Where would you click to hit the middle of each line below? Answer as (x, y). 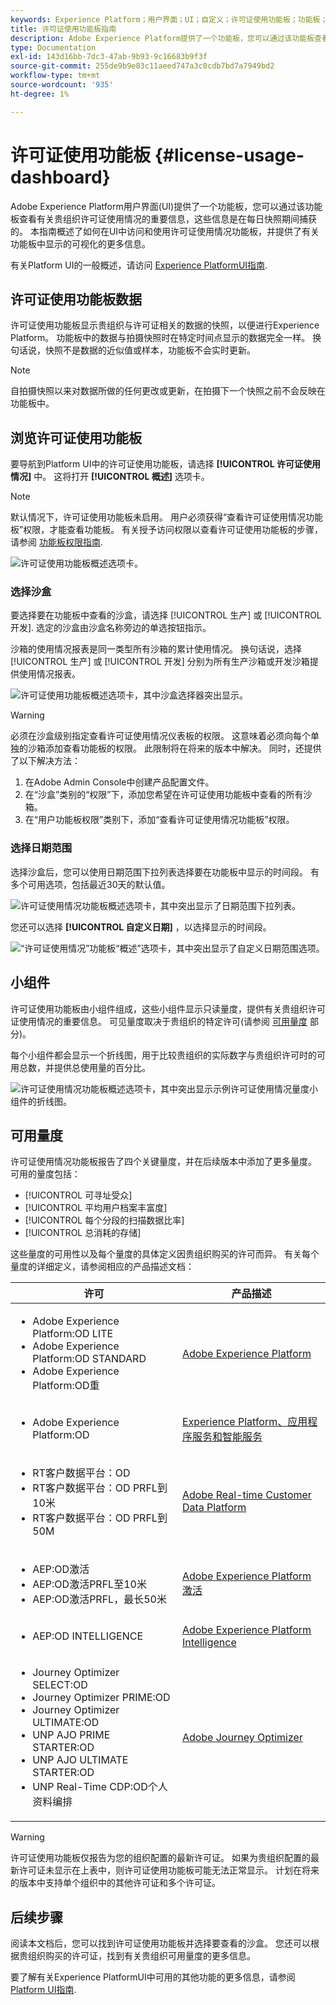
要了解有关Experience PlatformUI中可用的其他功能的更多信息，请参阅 (153, 1977)
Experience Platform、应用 (244, 1422)
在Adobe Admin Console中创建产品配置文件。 (119, 782)
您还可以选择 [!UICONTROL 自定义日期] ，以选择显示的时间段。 (141, 927)
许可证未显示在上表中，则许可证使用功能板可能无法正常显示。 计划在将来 (169, 1870)
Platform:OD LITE (73, 1334)
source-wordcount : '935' (62, 85)
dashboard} (60, 177)
